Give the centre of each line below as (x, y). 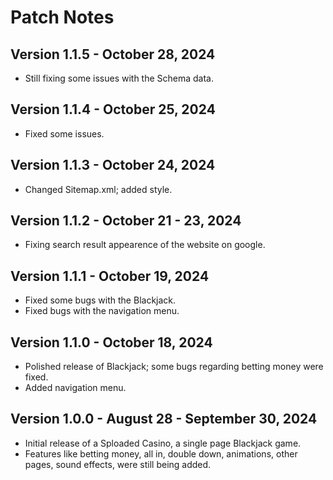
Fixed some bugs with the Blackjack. (100, 300)
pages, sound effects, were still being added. (118, 464)
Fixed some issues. (64, 133)
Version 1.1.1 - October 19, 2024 (110, 276)
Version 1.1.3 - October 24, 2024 (113, 165)
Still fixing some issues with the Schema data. (119, 78)
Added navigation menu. (75, 388)
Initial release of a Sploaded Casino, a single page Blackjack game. (163, 443)
